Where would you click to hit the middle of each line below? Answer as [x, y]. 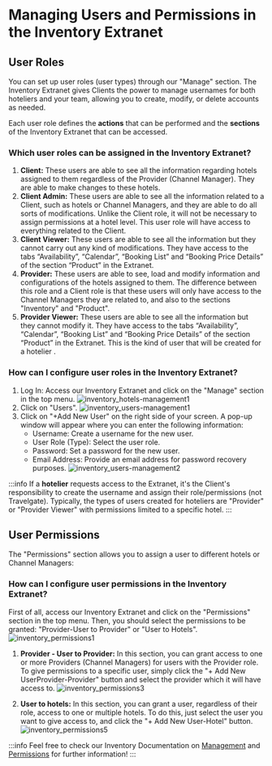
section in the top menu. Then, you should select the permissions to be [127, 620]
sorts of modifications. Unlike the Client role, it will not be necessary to [138, 213]
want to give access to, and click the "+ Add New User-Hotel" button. [136, 721]
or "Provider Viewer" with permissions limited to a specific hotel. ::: [121, 510]
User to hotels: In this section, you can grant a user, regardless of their [139, 704]
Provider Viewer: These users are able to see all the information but [134, 317]
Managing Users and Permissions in [132, 15]
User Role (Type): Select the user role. [96, 442]
